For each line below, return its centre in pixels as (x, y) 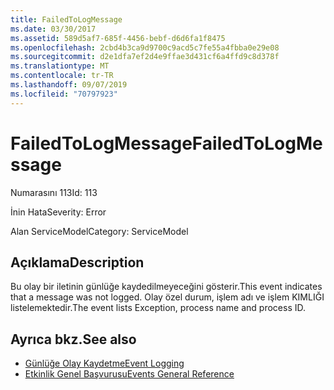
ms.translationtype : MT (60, 66)
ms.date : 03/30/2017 (53, 29)
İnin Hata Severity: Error (58, 212)
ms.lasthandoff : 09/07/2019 (69, 85)
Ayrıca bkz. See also (73, 339)
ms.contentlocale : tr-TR (62, 76)
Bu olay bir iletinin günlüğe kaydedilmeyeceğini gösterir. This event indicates (166, 287)
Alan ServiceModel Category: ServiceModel (99, 231)
